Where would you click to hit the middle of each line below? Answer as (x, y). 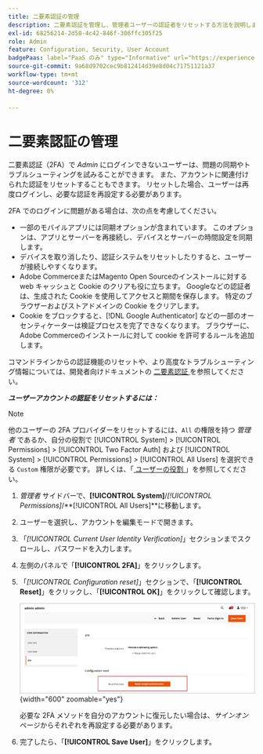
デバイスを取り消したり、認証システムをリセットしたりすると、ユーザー (135, 257)
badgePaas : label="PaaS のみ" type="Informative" (89, 58)
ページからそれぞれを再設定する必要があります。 (98, 725)
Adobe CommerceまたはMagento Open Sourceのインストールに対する (133, 277)
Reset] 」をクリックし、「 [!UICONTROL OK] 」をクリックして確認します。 (137, 592)
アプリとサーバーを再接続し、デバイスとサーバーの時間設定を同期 (146, 237)
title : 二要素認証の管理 (44, 16)
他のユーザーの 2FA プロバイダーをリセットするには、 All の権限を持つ (122, 430)
